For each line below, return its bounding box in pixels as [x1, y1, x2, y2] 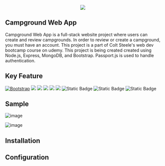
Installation [5, 137, 40, 145]
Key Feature [5, 72, 43, 81]
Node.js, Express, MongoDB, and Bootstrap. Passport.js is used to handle [5, 52, 154, 58]
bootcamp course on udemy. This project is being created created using [5, 47, 152, 53]
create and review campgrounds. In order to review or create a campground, [5, 37, 161, 43]
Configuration [5, 153, 49, 162]
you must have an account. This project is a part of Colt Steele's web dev [5, 42, 154, 48]
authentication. [5, 57, 36, 63]
